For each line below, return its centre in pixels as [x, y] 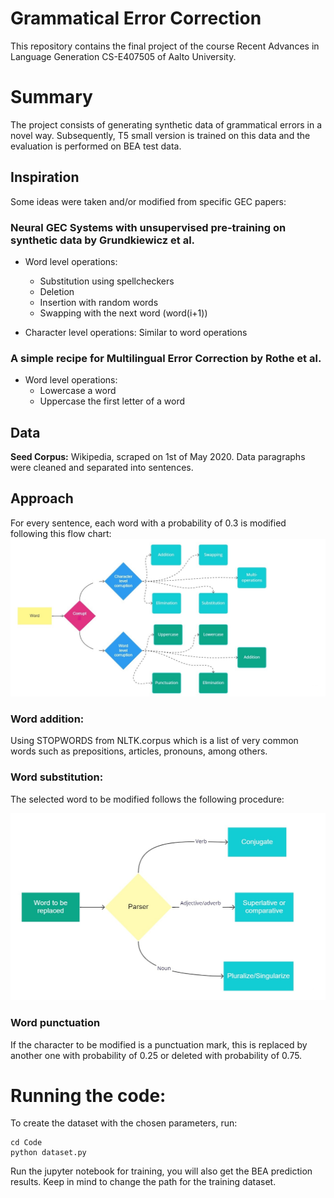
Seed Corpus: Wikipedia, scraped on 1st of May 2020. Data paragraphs [158, 457]
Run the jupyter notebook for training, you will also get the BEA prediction [161, 1171]
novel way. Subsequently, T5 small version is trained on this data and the [160, 135]
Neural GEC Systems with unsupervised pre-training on [148, 227]
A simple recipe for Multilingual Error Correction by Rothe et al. [166, 358]
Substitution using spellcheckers [107, 281]
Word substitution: [57, 777]
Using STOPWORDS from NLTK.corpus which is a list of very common [154, 741]
